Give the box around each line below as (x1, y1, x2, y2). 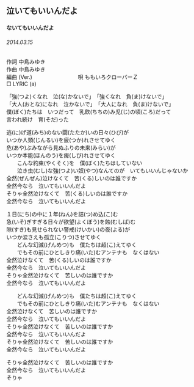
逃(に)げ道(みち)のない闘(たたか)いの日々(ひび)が (6, 129, 129, 136)
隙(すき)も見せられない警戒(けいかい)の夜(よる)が (6, 226, 131, 234)
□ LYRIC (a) (6, 80, 37, 87)
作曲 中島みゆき (6, 66, 46, 73)
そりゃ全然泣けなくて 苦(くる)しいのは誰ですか (6, 190, 128, 197)
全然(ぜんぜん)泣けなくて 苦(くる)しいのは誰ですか (6, 175, 137, 182)
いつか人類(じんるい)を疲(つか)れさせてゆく (6, 136, 116, 144)
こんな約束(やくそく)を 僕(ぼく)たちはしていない (16, 160, 143, 167)
